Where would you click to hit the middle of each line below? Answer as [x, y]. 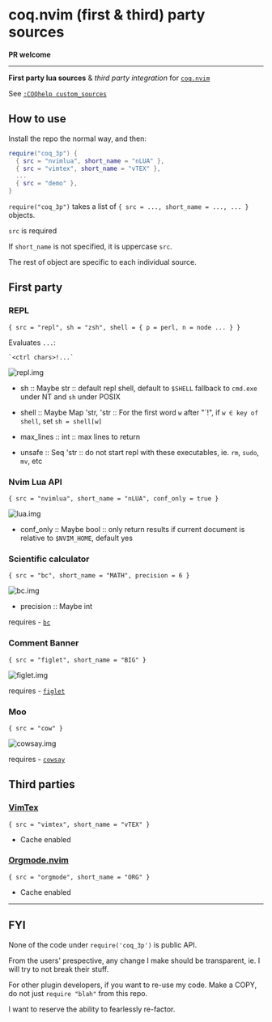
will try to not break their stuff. [59, 969]
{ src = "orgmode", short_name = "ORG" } [79, 877]
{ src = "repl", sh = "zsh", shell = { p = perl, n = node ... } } [125, 327]
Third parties [42, 784]
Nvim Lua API [35, 482]
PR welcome [30, 54]
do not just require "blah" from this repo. [78, 993]
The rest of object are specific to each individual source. [102, 262]
